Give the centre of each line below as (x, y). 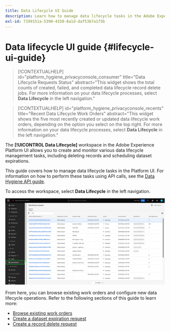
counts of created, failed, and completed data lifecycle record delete (89, 88)
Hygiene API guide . (25, 181)
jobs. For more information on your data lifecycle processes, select (87, 93)
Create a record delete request (45, 324)
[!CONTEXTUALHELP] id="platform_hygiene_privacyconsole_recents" (91, 108)
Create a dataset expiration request (49, 319)
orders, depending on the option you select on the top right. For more (90, 124)
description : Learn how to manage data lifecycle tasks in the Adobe (80, 16)
